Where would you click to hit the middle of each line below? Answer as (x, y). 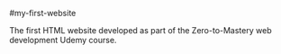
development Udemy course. (63, 40)
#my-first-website (43, 13)
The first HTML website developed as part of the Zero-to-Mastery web (140, 30)
